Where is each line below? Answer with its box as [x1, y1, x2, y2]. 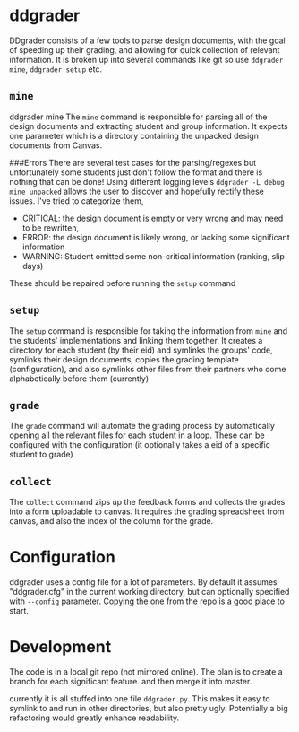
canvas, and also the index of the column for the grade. [9, 516, 214, 527]
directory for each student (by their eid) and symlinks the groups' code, [9, 344, 273, 355]
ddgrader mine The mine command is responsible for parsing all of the [9, 111, 268, 122]
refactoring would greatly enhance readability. [9, 712, 180, 723]
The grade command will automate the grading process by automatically [9, 421, 276, 431]
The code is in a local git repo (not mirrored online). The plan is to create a [9, 667, 284, 677]
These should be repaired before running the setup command [9, 277, 236, 288]
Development [9, 637, 112, 658]
